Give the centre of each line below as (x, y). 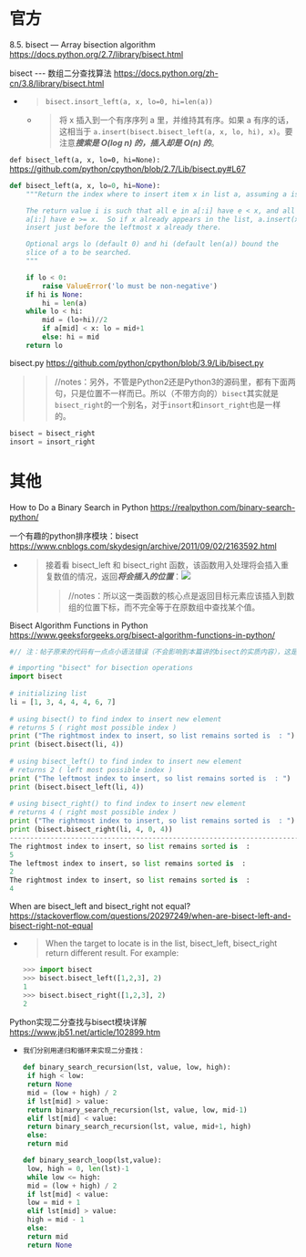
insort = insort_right (52, 442)
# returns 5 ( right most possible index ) (93, 728)
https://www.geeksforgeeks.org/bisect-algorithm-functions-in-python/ (143, 634)
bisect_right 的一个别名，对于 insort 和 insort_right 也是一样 (168, 404)
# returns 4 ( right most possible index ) (93, 812)
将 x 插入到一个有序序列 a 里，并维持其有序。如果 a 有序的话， (176, 120)
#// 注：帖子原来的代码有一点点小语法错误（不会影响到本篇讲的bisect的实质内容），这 (150, 652)
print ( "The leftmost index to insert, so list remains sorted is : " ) (150, 778)
